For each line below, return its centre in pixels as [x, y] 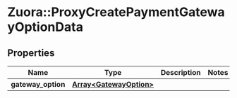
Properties [31, 53]
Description [181, 72]
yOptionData [45, 27]
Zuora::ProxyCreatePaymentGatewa [116, 12]
